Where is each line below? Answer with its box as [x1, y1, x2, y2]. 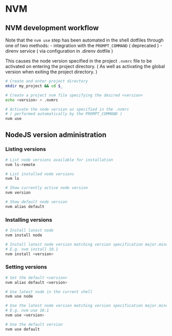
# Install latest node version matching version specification [5, 242, 143, 247]
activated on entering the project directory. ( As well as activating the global [5, 64, 165, 69]
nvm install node [5, 233, 42, 238]
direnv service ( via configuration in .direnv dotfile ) [5, 48, 114, 54]
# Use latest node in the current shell [5, 289, 93, 295]
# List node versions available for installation [5, 157, 114, 162]
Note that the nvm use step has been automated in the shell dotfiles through [5, 37, 164, 43]
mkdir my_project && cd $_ [5, 83, 63, 89]
